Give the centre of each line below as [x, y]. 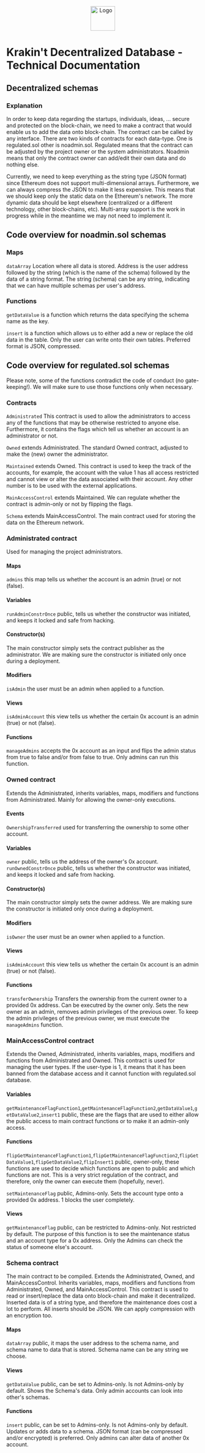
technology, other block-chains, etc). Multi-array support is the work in [96, 209]
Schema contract [32, 1263]
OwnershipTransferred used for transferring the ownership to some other [98, 827]
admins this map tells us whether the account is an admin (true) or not [94, 579]
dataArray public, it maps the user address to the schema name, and [93, 1343]
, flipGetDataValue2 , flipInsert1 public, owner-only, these [106, 1162]
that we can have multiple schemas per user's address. [76, 285]
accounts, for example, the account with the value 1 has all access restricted [102, 472]
